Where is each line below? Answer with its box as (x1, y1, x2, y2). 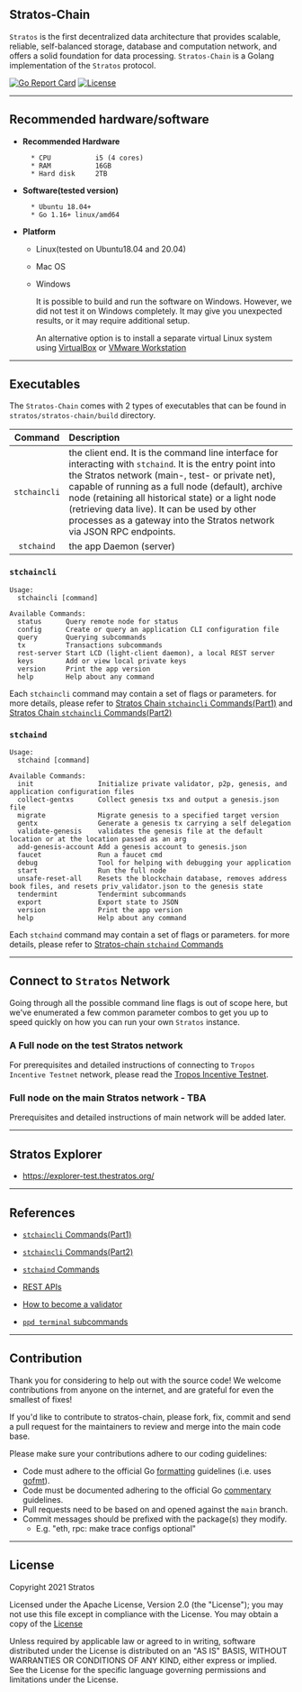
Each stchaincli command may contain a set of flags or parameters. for (9, 688, 277, 699)
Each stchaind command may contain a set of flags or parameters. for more (9, 929, 290, 940)
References (9, 1205, 75, 1221)
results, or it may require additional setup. (35, 315, 191, 325)
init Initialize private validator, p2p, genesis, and (17, 780, 288, 789)
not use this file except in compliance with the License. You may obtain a (9, 1608, 279, 1619)
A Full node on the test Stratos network (9, 1038, 183, 1051)
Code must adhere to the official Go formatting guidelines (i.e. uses (22, 1465, 271, 1477)
